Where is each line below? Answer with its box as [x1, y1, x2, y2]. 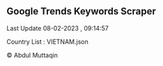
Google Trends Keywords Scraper [6, 6, 156, 17]
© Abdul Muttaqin [6, 51, 59, 59]
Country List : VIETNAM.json [6, 38, 88, 46]
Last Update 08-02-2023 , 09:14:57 [6, 24, 109, 32]
